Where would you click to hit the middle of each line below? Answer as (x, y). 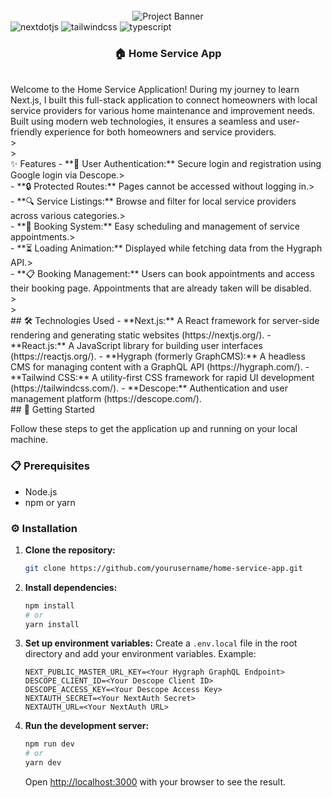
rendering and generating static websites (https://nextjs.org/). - (141, 335)
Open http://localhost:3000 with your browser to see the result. (155, 782)
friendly (26, 132)
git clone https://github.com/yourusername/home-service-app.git (163, 568)
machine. (29, 440)
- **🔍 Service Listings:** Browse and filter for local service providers (153, 201)
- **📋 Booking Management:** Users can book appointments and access (162, 274)
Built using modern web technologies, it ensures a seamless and (143, 121)
